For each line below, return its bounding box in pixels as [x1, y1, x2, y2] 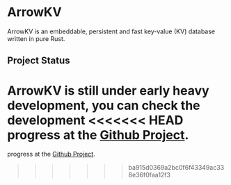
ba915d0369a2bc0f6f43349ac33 [128, 163, 225, 172]
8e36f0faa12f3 [128, 171, 170, 179]
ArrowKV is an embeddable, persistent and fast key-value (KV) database [7, 27, 216, 35]
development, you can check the [7, 97, 200, 113]
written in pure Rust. [7, 34, 65, 42]
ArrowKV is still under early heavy [7, 83, 210, 98]
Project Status [7, 55, 71, 67]
